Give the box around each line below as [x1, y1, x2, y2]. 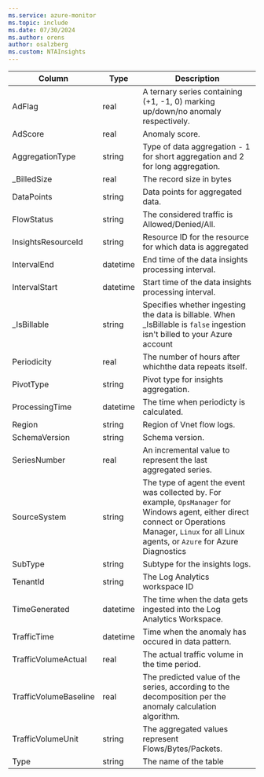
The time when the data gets [142, 594, 248, 605]
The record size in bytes [142, 174, 232, 185]
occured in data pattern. [142, 636, 232, 647]
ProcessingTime [12, 401, 72, 412]
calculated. [142, 406, 183, 417]
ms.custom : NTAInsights [8, 48, 86, 56]
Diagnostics [142, 546, 187, 556]
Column [38, 73, 69, 83]
